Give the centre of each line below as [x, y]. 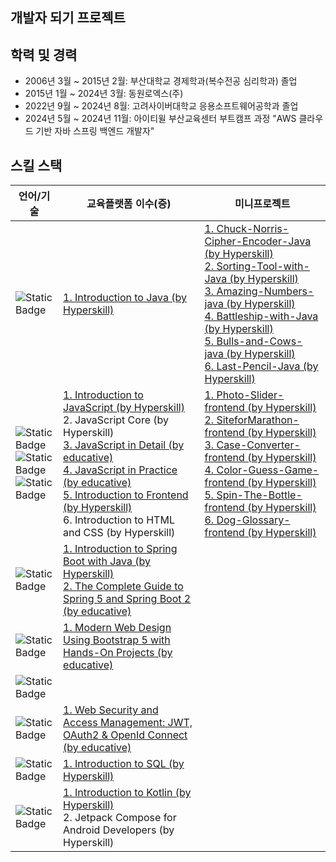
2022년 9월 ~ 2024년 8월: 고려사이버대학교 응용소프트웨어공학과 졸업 [161, 106]
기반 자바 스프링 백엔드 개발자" [95, 131]
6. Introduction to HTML [119, 520]
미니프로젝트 [262, 204]
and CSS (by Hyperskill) [119, 533]
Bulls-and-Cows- [259, 341]
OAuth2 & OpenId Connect [125, 735]
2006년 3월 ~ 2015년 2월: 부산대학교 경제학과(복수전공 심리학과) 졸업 [161, 81]
